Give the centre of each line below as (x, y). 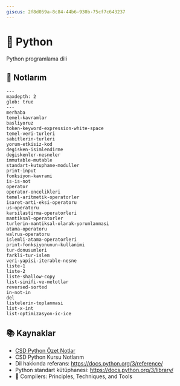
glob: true (20, 102)
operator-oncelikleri (34, 192)
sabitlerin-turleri (31, 139)
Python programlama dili (37, 59)
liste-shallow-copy (31, 277)
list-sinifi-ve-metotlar (37, 282)
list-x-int (20, 309)
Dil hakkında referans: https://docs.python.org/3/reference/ (89, 364)
